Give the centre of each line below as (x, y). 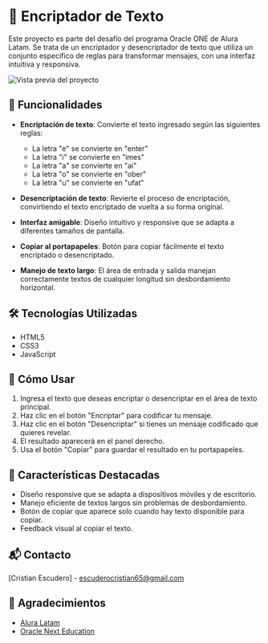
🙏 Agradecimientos (57, 603)
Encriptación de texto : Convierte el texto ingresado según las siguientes (140, 124)
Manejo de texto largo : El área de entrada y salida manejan (118, 270)
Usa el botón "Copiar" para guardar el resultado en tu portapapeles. (132, 450)
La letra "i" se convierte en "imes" (88, 157)
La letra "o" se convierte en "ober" (89, 174)
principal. (35, 407)
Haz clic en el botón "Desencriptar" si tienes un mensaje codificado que (139, 424)
